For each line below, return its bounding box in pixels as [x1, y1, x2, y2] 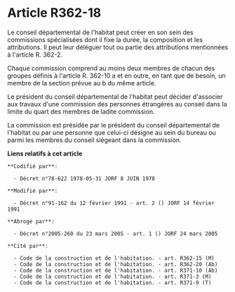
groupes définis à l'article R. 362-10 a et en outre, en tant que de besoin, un [7, 71, 226, 80]
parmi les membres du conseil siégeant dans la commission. [7, 135, 182, 144]
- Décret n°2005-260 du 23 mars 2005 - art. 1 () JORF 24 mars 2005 [13, 230, 218, 237]
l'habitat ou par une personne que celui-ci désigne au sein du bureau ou [7, 128, 216, 137]
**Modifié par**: [7, 187, 58, 194]
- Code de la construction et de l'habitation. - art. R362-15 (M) [13, 254, 215, 262]
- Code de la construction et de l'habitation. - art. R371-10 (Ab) [13, 267, 218, 274]
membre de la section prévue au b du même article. [7, 78, 156, 87]
